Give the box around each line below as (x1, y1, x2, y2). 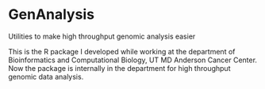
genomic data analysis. (8, 72, 84, 81)
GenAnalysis (8, 6, 95, 24)
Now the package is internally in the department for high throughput (8, 63, 231, 72)
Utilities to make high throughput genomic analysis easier (8, 32, 196, 41)
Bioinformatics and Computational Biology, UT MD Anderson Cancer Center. (8, 55, 258, 65)
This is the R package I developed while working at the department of (8, 46, 236, 56)
